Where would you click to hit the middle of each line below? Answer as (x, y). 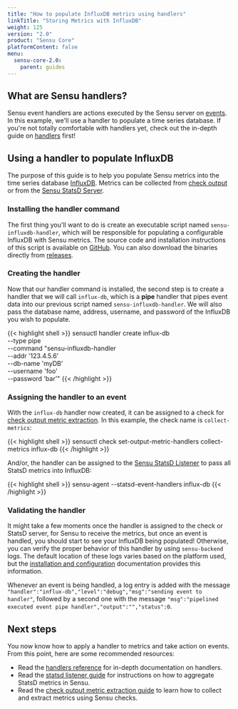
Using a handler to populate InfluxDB (90, 158)
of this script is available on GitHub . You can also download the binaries (113, 248)
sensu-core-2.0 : (38, 61)
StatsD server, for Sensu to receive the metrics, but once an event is (108, 534)
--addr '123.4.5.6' (33, 356)
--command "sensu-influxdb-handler (62, 348)
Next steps (32, 629)
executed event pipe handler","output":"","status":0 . (90, 606)
